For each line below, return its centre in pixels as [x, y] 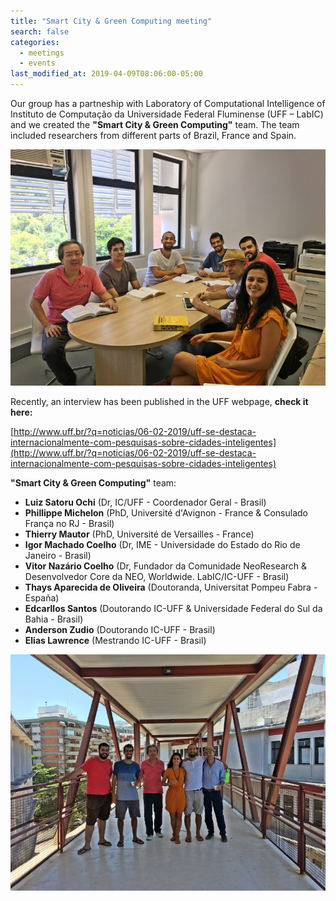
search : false [40, 31]
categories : [35, 42]
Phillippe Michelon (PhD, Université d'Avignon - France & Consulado [166, 513]
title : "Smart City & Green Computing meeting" [111, 21]
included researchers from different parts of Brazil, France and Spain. [153, 135]
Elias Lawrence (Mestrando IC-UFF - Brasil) [115, 640]
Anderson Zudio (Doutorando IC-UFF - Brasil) [120, 629]
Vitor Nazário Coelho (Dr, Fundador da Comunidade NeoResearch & [166, 566]
